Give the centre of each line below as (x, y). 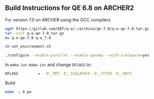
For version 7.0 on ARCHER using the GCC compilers (58, 20)
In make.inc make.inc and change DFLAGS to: (48, 65)
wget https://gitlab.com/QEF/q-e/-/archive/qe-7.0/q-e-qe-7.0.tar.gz (77, 29)
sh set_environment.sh (28, 47)
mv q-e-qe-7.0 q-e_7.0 (28, 38)
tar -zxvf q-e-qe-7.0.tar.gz (35, 33)
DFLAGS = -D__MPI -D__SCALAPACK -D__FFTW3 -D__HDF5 (68, 74)
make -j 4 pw (18, 92)
